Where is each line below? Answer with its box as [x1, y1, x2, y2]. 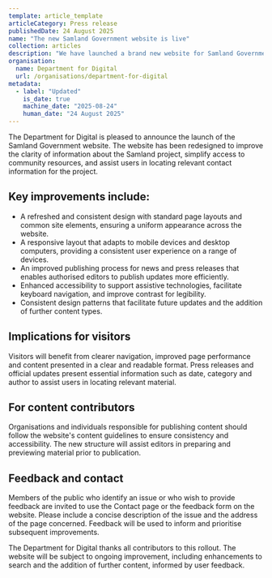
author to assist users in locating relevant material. [8, 377, 176, 387]
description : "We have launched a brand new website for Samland [8, 49, 233, 58]
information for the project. [8, 167, 99, 176]
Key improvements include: [8, 190, 151, 203]
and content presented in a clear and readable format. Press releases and [8, 360, 254, 370]
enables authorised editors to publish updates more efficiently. [19, 272, 229, 281]
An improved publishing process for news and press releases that [19, 263, 240, 272]
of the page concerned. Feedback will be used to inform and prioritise [8, 519, 242, 529]
